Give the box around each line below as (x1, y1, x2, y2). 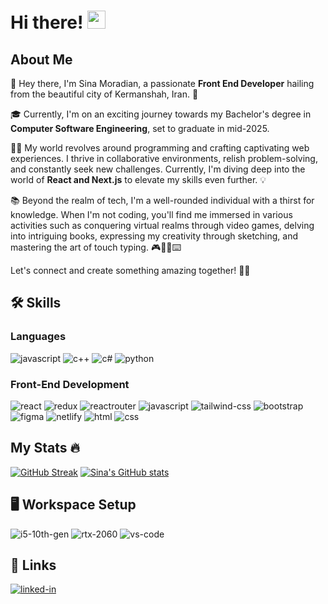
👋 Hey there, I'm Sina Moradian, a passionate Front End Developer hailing (10, 78, 315, 89)
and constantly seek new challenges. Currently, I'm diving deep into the (10, 163, 306, 175)
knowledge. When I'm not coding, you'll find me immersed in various (10, 209, 293, 220)
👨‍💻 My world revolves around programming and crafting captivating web (10, 142, 310, 154)
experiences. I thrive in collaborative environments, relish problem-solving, (10, 153, 318, 164)
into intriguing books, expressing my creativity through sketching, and (10, 230, 299, 242)
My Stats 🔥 (10, 440, 80, 457)
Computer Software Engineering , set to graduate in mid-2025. (10, 123, 270, 134)
